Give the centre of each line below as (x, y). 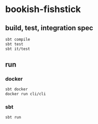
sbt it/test (18, 49)
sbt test (14, 44)
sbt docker (17, 89)
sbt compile (18, 39)
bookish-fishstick (43, 9)
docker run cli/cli (26, 94)
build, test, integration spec (49, 28)
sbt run (13, 117)
